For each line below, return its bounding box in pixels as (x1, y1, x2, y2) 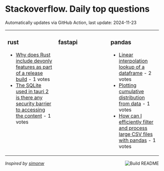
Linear (119, 51, 133, 58)
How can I (119, 112, 142, 119)
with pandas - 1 (119, 137, 156, 144)
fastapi (58, 39, 78, 46)
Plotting (119, 82, 137, 88)
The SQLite (16, 82, 41, 88)
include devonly (16, 57, 52, 64)
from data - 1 (119, 100, 150, 107)
